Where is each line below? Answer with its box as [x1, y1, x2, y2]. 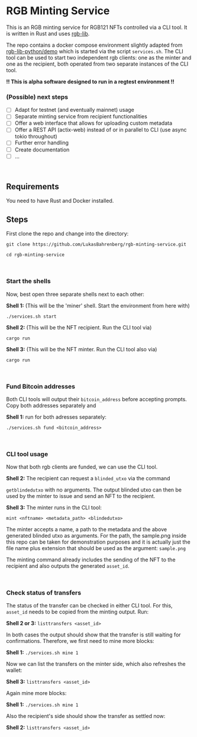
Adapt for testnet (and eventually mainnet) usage [14, 106, 135, 114]
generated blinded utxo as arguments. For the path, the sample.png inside [6, 532, 187, 539]
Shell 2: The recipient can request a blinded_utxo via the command [6, 475, 170, 482]
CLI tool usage [6, 450, 49, 458]
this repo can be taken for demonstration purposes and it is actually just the [6, 538, 190, 545]
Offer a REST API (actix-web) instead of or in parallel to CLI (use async [14, 126, 187, 134]
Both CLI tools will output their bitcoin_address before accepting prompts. [6, 395, 188, 403]
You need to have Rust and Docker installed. [6, 197, 114, 205]
